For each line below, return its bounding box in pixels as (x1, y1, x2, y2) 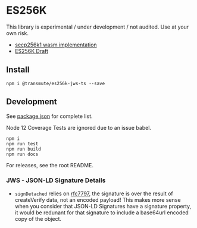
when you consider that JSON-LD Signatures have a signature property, (14, 202, 192, 210)
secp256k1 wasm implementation (14, 41, 97, 48)
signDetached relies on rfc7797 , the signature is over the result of (14, 190, 174, 197)
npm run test (6, 140, 39, 146)
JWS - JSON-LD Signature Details (6, 176, 106, 185)
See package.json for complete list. (6, 113, 93, 120)
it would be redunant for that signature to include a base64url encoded (14, 209, 189, 216)
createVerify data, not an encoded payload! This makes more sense (14, 196, 181, 203)
